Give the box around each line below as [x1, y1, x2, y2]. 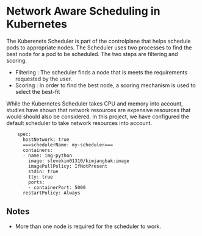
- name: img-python [22, 152, 72, 159]
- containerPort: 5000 [28, 184, 86, 190]
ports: [28, 179, 45, 185]
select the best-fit [15, 88, 60, 95]
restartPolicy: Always [22, 190, 81, 196]
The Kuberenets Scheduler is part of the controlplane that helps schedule [6, 37, 191, 45]
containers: [22, 147, 53, 153]
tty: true [28, 174, 53, 180]
